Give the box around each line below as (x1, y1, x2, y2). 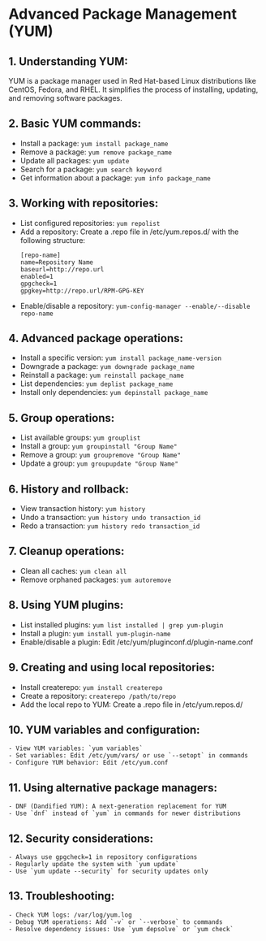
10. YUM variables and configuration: (8, 722, 200, 736)
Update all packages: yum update (19, 155, 130, 165)
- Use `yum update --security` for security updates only (8, 867, 208, 875)
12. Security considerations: (8, 831, 154, 845)
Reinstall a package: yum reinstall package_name (19, 371, 184, 380)
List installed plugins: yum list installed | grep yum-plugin (19, 619, 224, 630)
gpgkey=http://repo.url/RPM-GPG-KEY (19, 286, 144, 295)
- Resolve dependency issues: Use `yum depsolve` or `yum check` (8, 925, 234, 933)
